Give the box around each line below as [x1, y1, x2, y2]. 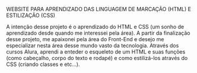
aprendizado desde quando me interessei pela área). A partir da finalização [6, 29, 190, 36]
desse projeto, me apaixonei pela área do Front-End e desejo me [6, 36, 164, 42]
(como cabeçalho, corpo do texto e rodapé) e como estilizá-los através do [6, 55, 188, 61]
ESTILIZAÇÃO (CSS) [6, 12, 55, 19]
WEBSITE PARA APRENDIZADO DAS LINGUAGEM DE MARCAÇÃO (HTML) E [6, 6, 192, 12]
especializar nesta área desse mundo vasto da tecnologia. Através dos [6, 42, 179, 49]
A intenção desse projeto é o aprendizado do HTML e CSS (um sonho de [6, 24, 185, 30]
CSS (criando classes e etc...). [6, 61, 80, 68]
